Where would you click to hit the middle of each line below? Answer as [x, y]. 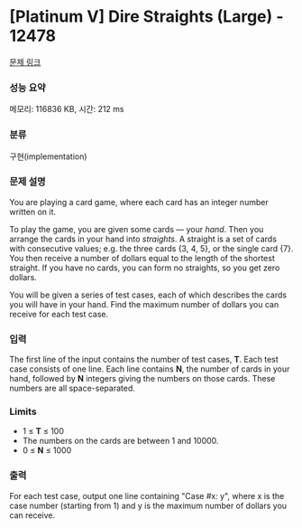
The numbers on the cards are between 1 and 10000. [120, 441]
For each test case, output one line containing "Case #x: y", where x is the [147, 495]
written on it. [33, 212]
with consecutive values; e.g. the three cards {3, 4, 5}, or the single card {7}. [151, 248]
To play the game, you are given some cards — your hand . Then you [137, 229]
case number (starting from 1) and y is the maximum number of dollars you [148, 505]
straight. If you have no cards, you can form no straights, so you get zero [145, 268]
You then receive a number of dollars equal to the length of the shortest [142, 258]
